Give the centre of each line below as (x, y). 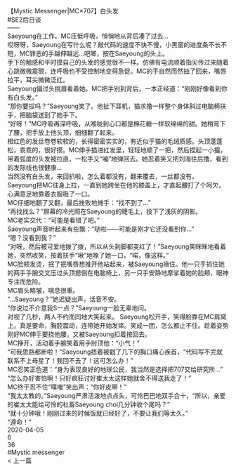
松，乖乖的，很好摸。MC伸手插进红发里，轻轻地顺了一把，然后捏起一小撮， (117, 150)
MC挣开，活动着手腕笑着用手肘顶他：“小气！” (74, 343)
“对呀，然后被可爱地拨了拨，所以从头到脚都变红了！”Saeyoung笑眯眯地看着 (117, 246)
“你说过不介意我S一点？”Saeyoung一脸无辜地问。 (79, 308)
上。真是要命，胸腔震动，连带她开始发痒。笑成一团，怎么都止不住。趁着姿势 (118, 325)
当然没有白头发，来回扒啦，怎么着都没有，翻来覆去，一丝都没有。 (103, 176)
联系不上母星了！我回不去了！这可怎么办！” (70, 360)
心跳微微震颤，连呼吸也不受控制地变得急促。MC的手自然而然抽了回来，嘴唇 (117, 71)
